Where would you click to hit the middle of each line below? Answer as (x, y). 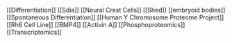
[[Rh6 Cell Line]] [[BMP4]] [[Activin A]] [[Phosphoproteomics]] (96, 25)
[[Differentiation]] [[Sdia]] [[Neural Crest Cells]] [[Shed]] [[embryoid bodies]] (116, 10)
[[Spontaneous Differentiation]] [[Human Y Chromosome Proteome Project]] (115, 17)
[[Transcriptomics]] (34, 32)
